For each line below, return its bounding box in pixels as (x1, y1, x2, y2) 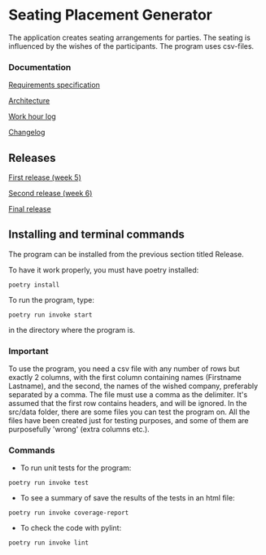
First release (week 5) (8, 173, 81, 182)
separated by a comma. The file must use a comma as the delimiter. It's (8, 390, 248, 400)
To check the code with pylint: (20, 523, 122, 533)
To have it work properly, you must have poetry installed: (8, 264, 199, 274)
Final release (8, 204, 51, 214)
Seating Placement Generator (8, 6, 213, 24)
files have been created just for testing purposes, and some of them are (8, 416, 250, 426)
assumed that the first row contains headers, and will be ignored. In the (8, 399, 247, 409)
